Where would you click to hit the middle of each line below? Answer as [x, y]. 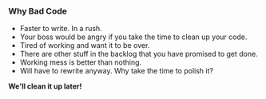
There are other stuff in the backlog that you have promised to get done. [139, 54]
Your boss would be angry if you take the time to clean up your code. [133, 37]
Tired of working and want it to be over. [85, 46]
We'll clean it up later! [45, 86]
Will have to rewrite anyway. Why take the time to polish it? [117, 71]
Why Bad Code [38, 11]
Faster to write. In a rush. [61, 29]
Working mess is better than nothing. [81, 62]
